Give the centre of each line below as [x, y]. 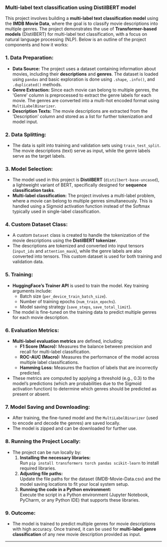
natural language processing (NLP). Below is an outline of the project [76, 39]
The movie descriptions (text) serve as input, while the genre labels [81, 151]
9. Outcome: [20, 513]
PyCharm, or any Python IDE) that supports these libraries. [80, 500]
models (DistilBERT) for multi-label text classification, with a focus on [76, 34]
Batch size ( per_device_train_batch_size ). [63, 296]
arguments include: [32, 291]
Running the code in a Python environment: [66, 489]
